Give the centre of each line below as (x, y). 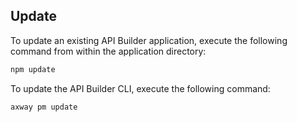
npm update (33, 69)
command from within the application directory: (108, 51)
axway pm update (44, 107)
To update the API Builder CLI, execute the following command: (140, 88)
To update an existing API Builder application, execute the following (149, 40)
